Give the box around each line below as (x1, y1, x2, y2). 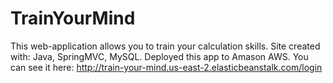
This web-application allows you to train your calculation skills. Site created (10, 40, 321, 52)
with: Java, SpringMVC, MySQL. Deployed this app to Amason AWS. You (10, 50, 309, 62)
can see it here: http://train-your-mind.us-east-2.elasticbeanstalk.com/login (10, 61, 323, 73)
